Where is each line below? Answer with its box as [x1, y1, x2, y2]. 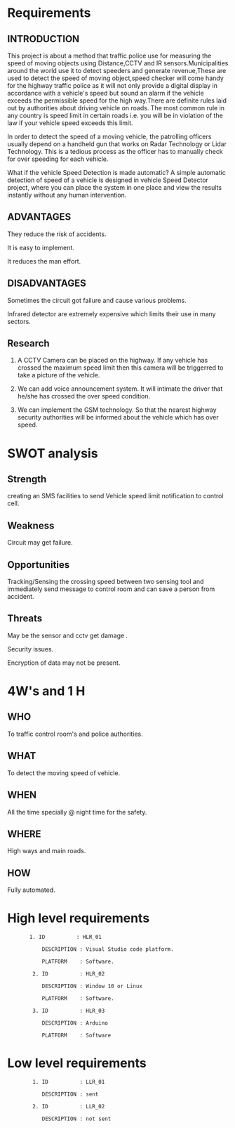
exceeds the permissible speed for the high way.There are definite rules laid [7, 96, 227, 105]
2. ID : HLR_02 [32, 971, 105, 978]
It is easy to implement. [7, 243, 75, 252]
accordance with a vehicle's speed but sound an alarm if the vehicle [7, 89, 205, 97]
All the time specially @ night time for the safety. [7, 808, 147, 816]
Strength [7, 473, 47, 486]
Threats [7, 613, 43, 625]
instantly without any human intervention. [7, 191, 127, 199]
